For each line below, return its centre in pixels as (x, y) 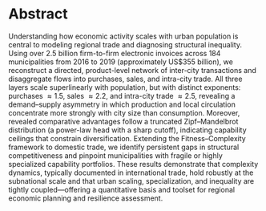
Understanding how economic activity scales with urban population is (123, 36)
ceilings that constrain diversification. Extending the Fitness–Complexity (127, 138)
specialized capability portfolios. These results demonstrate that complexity (133, 164)
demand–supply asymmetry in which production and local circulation (122, 104)
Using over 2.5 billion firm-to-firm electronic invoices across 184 (115, 53)
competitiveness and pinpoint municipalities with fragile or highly (115, 155)
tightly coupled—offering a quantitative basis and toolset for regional (122, 189)
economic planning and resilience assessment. (86, 198)
